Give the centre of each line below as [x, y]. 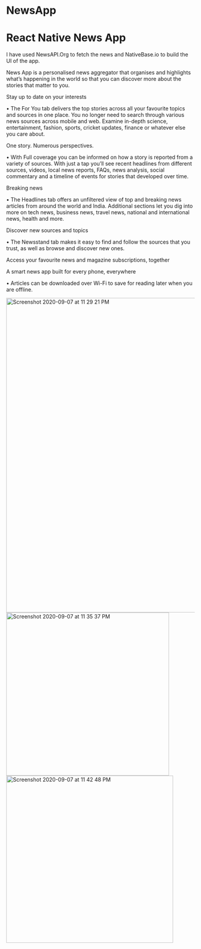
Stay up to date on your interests [46, 97]
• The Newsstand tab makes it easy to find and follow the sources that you [98, 242]
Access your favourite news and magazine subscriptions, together [88, 260]
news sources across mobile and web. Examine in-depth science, [87, 121]
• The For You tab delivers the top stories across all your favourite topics [96, 109]
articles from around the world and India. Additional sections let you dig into [100, 206]
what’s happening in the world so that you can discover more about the [94, 79]
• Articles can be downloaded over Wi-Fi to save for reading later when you [99, 283]
